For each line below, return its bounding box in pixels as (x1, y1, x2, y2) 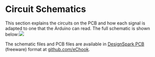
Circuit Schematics (5, 3, 86, 15)
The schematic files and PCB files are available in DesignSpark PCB (5, 41, 144, 47)
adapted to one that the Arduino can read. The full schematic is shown (5, 25, 150, 31)
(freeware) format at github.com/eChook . (5, 46, 90, 52)
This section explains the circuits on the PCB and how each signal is (5, 20, 145, 26)
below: (5, 31, 19, 37)
